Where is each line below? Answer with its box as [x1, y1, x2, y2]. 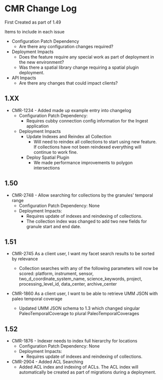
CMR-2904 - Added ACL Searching [11, 359, 84, 365]
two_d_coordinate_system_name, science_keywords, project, [19, 276, 142, 282]
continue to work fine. [33, 149, 78, 155]
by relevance [11, 256, 38, 262]
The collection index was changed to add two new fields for [26, 218, 147, 224]
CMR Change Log [4, 3, 77, 14]
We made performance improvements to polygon [33, 159, 133, 165]
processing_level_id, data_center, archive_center [19, 281, 117, 287]
